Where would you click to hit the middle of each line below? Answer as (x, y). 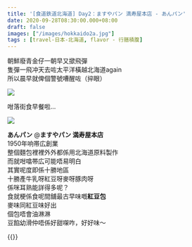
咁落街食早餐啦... (32, 107)
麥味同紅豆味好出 (32, 205)
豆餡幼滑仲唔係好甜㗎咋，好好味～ (57, 223)
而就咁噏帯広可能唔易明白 (44, 161)
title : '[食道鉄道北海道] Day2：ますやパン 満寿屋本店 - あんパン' (97, 14)
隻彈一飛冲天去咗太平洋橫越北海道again (64, 70)
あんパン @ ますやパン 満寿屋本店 (56, 135)
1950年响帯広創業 (33, 144)
